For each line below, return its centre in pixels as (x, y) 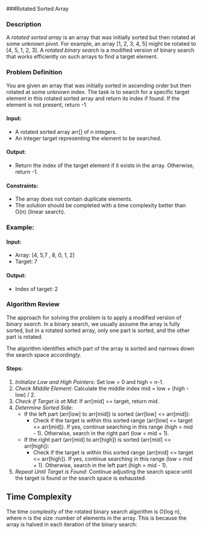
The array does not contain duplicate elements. (74, 199)
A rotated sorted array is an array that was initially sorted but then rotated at (101, 37)
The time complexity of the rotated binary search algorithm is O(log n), (94, 511)
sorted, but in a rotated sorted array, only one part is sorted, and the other (98, 330)
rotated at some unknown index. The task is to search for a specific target (98, 92)
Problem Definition (34, 72)
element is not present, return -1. (47, 104)
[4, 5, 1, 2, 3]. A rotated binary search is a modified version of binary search (100, 50)
